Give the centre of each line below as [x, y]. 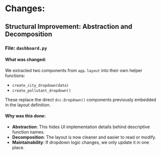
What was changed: [26, 59]
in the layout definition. [28, 105]
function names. [28, 132]
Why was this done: [25, 116]
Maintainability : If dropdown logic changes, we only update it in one [80, 142]
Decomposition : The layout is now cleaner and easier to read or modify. [84, 137]
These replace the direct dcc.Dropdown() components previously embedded [81, 99]
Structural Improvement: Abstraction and [69, 27]
